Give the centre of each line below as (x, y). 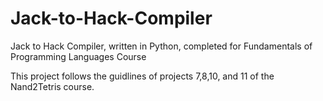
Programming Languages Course (78, 56)
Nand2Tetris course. (52, 86)
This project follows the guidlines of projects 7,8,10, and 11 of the (142, 76)
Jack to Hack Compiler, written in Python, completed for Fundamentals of (161, 46)
